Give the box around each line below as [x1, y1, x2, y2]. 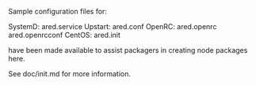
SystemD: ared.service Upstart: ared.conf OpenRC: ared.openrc [8, 22, 217, 31]
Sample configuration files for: [8, 7, 107, 16]
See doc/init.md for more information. [8, 69, 131, 78]
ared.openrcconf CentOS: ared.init [8, 31, 121, 39]
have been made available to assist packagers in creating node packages [8, 46, 248, 54]
